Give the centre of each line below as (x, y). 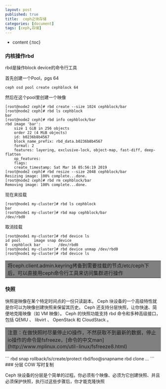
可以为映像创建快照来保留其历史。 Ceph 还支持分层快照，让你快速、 (83, 307)
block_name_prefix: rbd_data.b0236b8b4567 (58, 142)
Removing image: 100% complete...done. (46, 185)
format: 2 (24, 146)
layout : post (19, 10)
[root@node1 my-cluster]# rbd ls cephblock (51, 204)
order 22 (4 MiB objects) (41, 133)
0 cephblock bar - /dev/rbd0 (42, 245)
